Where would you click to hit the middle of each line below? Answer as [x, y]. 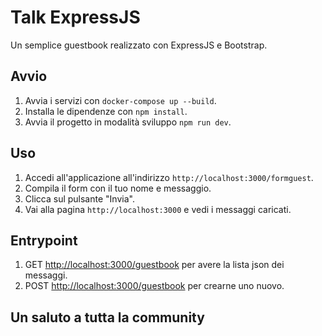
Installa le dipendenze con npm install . [106, 111]
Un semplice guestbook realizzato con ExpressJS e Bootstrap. [139, 45]
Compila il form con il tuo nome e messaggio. [118, 188]
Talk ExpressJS [75, 17]
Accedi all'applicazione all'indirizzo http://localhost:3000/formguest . [169, 177]
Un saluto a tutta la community [107, 317]
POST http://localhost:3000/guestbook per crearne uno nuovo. [154, 286]
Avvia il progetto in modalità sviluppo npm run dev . [128, 122]
